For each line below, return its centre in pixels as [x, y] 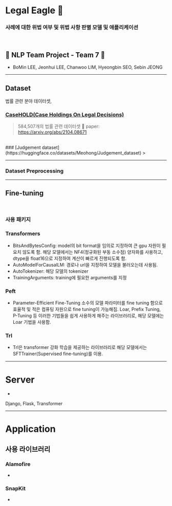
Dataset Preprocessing [35, 171]
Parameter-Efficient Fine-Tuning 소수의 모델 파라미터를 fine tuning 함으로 [88, 303]
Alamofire [18, 464]
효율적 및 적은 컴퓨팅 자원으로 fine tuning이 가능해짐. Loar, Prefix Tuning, [87, 310]
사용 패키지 [18, 219]
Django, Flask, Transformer [34, 404]
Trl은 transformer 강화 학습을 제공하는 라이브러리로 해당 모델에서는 [80, 347]
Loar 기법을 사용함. [32, 322]
